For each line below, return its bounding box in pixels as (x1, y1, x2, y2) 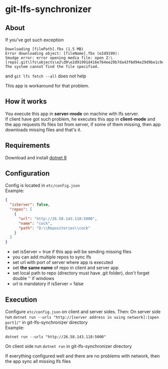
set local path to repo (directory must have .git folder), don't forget (12, 270, 150, 276)
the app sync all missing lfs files (5, 358, 71, 364)
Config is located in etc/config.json (5, 182, 80, 189)
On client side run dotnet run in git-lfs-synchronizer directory (5, 343, 132, 349)
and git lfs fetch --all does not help (5, 73, 86, 79)
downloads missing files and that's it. (5, 127, 81, 133)
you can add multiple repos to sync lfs (12, 254, 91, 260)
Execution (5, 295, 37, 304)
